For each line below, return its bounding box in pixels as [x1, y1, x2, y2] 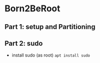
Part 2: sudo [4, 39, 43, 47]
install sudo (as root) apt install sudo [11, 52, 90, 58]
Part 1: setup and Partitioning [4, 23, 96, 31]
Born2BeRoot [4, 3, 61, 14]
